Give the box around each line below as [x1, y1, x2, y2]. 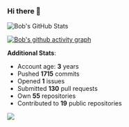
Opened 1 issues [17, 77, 65, 85]
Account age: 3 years [17, 62, 79, 71]
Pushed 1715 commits [17, 69, 80, 78]
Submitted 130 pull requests [17, 85, 98, 93]
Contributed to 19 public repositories [17, 99, 123, 108]
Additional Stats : [7, 49, 57, 58]
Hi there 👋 [7, 6, 42, 16]
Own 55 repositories [17, 92, 76, 100]
